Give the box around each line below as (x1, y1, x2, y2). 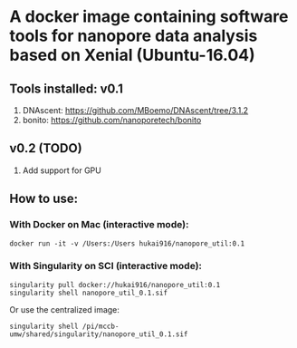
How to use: (9, 191, 79, 207)
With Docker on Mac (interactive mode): (9, 218, 189, 231)
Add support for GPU (22, 165, 101, 176)
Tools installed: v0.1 (9, 81, 124, 96)
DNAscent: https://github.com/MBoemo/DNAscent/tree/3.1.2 (22, 105, 249, 115)
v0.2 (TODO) (9, 140, 83, 156)
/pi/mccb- (81, 322, 120, 331)
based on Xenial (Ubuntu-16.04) (9, 45, 255, 65)
